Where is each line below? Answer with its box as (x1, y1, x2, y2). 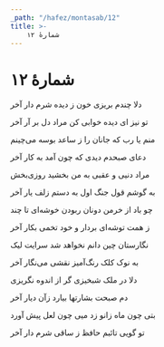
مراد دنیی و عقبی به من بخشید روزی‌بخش (10, 169, 150, 180)
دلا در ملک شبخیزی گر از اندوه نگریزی (10, 275, 138, 285)
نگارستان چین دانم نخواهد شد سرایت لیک (10, 239, 149, 250)
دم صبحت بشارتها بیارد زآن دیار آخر (10, 292, 129, 304)
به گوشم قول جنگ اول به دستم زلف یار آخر (10, 187, 156, 198)
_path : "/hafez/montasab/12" (10, 13, 121, 23)
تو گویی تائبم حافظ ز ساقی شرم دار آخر (10, 327, 145, 338)
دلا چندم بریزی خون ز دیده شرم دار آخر (10, 99, 142, 110)
